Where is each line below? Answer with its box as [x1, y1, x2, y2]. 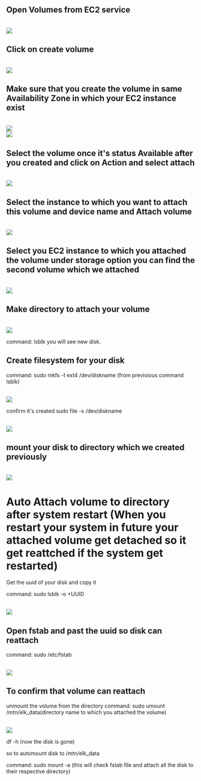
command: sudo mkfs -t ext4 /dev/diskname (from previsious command [6, 371, 184, 378]
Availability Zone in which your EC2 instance [6, 93, 177, 104]
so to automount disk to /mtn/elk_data [6, 750, 100, 757]
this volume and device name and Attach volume [6, 206, 192, 216]
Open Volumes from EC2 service [6, 5, 131, 15]
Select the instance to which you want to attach [6, 197, 188, 207]
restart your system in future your [6, 521, 179, 534]
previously [6, 451, 47, 462]
